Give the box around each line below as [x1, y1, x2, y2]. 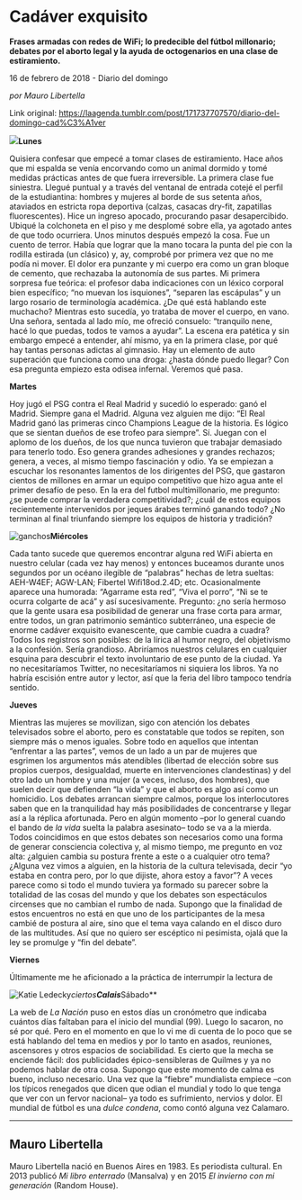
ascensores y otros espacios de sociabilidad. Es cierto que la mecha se [9, 1044, 274, 1055]
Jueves [9, 699, 38, 710]
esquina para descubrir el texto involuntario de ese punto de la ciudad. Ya [9, 653, 283, 663]
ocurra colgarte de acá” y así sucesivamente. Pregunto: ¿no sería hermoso [9, 596, 287, 607]
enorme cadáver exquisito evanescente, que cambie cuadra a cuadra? [9, 624, 271, 636]
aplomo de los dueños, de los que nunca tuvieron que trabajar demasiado [9, 437, 283, 447]
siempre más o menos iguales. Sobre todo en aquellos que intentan [9, 735, 259, 746]
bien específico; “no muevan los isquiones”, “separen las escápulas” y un [9, 286, 281, 298]
